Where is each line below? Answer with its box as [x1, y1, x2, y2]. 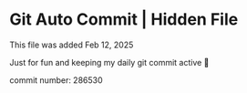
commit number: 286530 [9, 74, 103, 86]
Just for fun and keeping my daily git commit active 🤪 [9, 57, 210, 67]
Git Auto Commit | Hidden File [9, 9, 239, 30]
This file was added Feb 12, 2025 [9, 39, 134, 50]
